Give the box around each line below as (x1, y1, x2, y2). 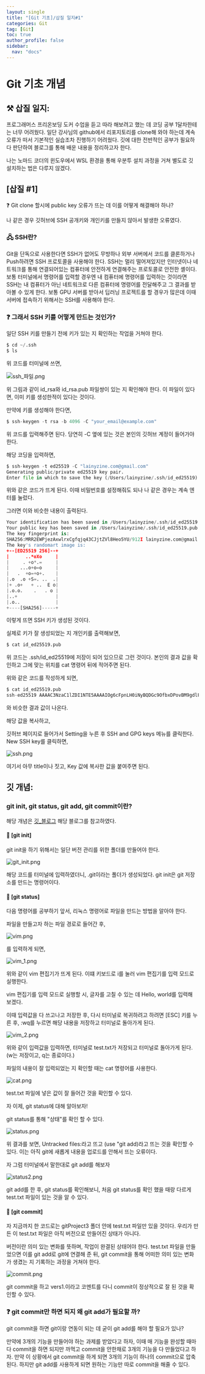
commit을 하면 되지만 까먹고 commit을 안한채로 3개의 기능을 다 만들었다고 (12, 1345, 190, 1353)
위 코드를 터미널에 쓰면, (6, 359, 62, 367)
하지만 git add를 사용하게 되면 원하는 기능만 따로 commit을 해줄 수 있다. (19, 1361, 190, 1368)
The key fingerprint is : (6, 531, 70, 537)
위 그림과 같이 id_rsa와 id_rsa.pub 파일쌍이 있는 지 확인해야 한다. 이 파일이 (6, 385, 184, 392)
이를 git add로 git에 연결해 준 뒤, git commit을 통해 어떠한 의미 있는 (22, 1250, 183, 1258)
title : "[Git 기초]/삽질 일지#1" (6, 15, 84, 21)
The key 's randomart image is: (6, 542, 86, 548)
